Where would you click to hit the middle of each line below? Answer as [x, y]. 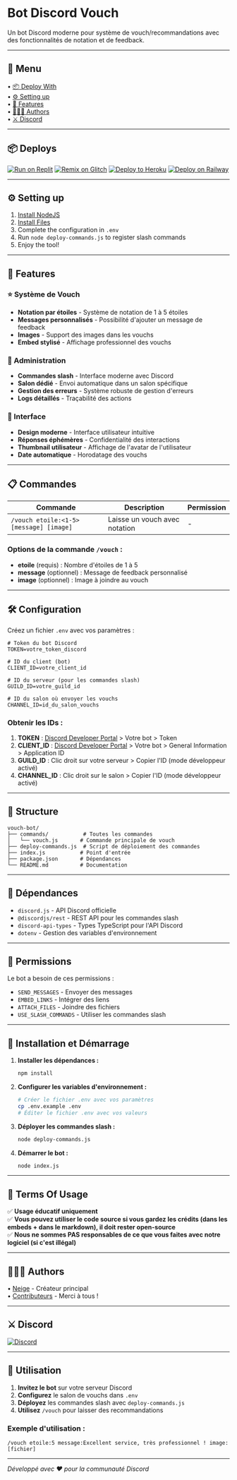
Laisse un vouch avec [144, 519]
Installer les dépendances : [58, 1061]
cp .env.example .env [49, 1106]
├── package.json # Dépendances [64, 859]
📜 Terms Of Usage [48, 1194]
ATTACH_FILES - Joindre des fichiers [68, 1007]
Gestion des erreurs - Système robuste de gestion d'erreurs [105, 391]
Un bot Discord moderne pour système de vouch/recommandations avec [114, 32]
